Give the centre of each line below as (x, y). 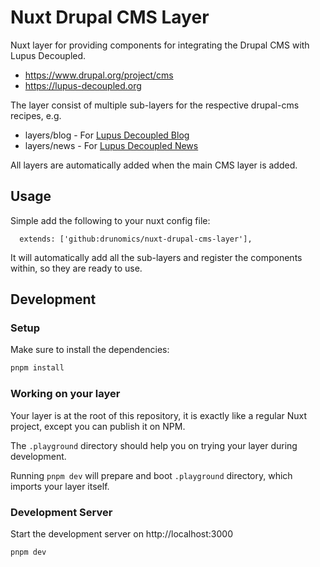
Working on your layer (65, 394)
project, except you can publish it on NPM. (98, 426)
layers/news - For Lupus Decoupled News (111, 145)
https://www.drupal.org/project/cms (99, 75)
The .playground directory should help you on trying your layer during (154, 445)
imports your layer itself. (60, 486)
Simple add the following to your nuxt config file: (110, 220)
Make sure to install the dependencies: (90, 350)
